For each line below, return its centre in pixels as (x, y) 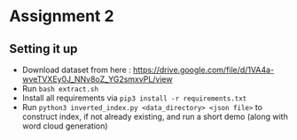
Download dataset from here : (76, 70)
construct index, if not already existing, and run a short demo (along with (155, 117)
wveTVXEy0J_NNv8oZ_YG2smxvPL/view (97, 79)
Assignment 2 (62, 16)
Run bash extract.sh (60, 88)
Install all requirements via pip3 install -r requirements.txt (134, 98)
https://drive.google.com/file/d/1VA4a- (203, 70)
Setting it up (43, 49)
